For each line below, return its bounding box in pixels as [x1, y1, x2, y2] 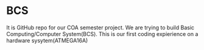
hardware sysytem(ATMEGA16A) [6, 37, 88, 44]
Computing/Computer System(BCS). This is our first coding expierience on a [6, 30, 199, 37]
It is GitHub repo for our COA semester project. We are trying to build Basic [6, 24, 195, 31]
